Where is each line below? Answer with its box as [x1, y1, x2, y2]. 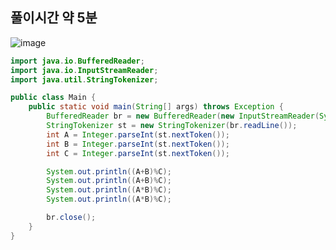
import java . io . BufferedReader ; [10, 56, 145, 66]
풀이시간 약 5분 [10, 9, 98, 27]
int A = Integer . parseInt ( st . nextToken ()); [46, 129, 230, 140]
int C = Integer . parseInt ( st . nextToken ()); [46, 148, 230, 158]
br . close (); [46, 213, 97, 223]
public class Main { [10, 93, 97, 103]
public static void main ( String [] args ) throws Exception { [28, 102, 284, 112]
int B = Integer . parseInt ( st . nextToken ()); [46, 139, 230, 149]
